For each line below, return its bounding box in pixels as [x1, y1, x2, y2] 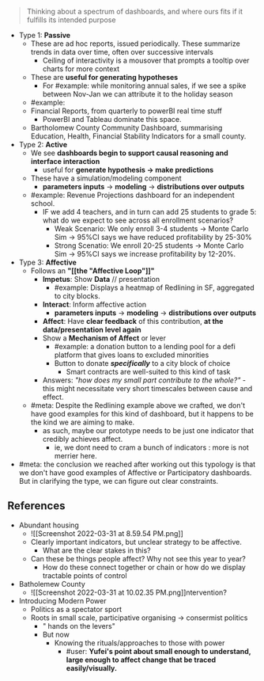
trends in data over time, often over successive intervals [30, 48, 214, 56]
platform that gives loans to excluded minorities [54, 350, 209, 360]
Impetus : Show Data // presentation [42, 275, 160, 283]
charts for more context [42, 64, 120, 74]
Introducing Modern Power [18, 595, 107, 605]
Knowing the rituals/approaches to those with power [54, 637, 225, 648]
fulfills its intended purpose [26, 15, 116, 25]
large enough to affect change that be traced [66, 655, 217, 664]
